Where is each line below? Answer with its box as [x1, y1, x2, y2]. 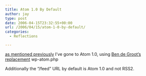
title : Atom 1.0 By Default [5, 7, 62, 12]
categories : [5, 29, 29, 34]
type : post [5, 16, 27, 21]
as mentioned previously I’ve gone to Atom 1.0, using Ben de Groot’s [5, 51, 141, 57]
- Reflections [9, 34, 38, 39]
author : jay [5, 12, 29, 16]
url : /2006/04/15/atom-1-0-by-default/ [5, 25, 86, 30]
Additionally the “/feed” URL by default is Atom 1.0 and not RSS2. [5, 65, 134, 71]
